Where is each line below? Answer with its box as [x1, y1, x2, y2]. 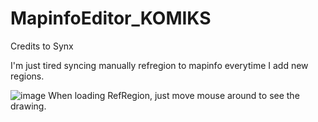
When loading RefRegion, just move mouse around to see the [48, 89, 300, 101]
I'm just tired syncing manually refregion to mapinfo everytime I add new [10, 59, 309, 71]
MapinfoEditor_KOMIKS [10, 7, 212, 30]
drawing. [10, 100, 47, 112]
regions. [10, 70, 45, 82]
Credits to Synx [10, 40, 74, 52]
